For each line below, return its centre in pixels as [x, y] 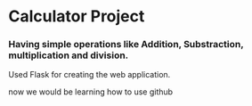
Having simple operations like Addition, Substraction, [126, 45]
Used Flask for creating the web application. [89, 75]
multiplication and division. [69, 55]
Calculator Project [77, 16]
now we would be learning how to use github [91, 92]
